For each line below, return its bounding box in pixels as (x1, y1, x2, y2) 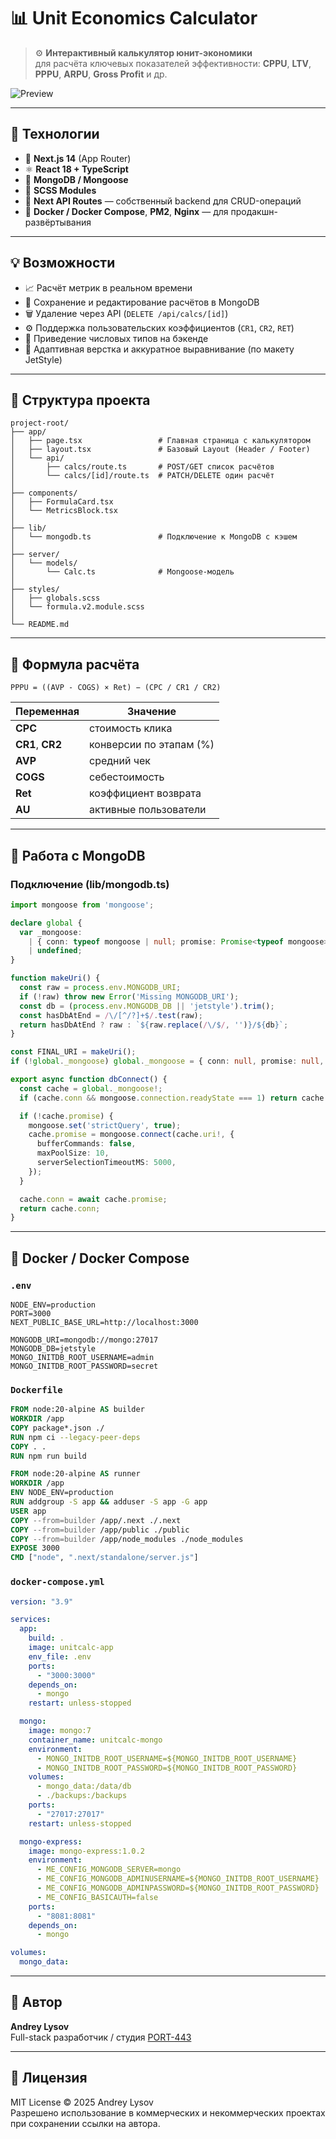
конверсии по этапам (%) (89, 738, 215, 752)
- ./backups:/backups (36, 1791, 128, 1801)
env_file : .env (28, 1651, 92, 1662)
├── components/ (10, 488, 78, 499)
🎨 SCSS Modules (24, 184, 97, 196)
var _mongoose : (19, 927, 83, 937)
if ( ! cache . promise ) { (19, 1111, 114, 1121)
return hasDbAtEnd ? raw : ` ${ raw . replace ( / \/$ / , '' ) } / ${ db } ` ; (19, 1020, 289, 1030)
